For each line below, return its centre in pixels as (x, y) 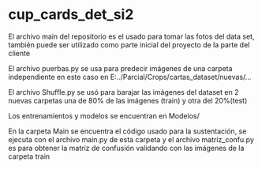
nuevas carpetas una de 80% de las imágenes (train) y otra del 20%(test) (128, 100)
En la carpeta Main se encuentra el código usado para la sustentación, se (127, 131)
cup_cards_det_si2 (71, 15)
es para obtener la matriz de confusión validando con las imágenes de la (126, 148)
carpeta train (29, 156)
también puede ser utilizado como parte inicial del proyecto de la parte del (129, 44)
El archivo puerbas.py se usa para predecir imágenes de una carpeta (120, 68)
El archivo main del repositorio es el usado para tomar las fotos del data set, (131, 36)
